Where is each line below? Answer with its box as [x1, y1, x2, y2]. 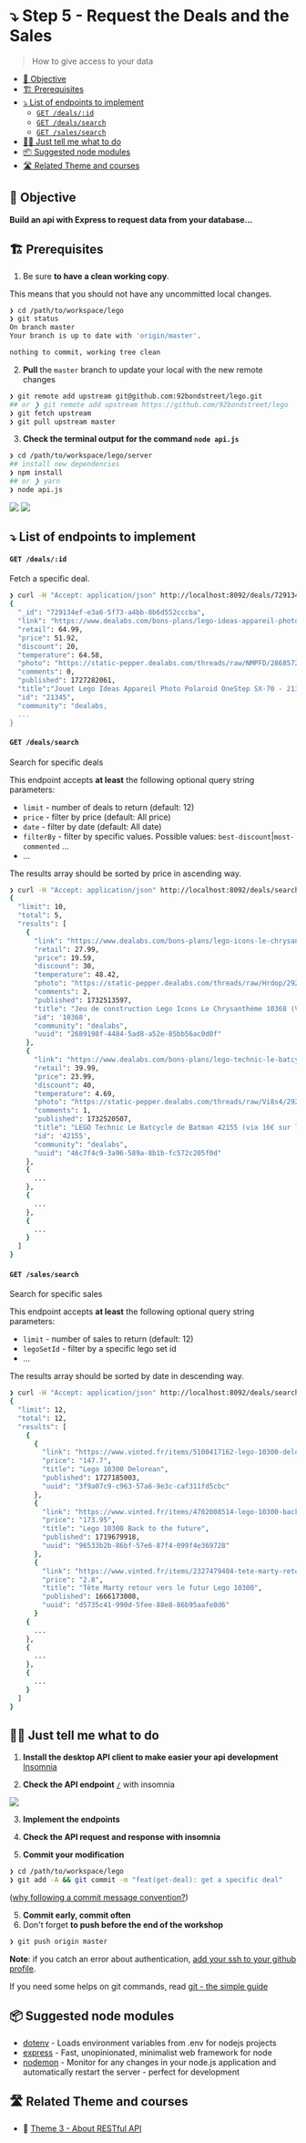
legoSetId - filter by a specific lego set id [22, 1343, 177, 1354]
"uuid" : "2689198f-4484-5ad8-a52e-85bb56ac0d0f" [33, 1030, 222, 1039]
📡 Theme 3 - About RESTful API [22, 2123, 142, 2134]
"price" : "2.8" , [42, 1575, 104, 1584]
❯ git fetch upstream [9, 408, 92, 418]
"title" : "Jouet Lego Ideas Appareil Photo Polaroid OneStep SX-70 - [17, 685, 283, 694]
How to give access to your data [31, 56, 154, 67]
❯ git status [9, 314, 59, 324]
